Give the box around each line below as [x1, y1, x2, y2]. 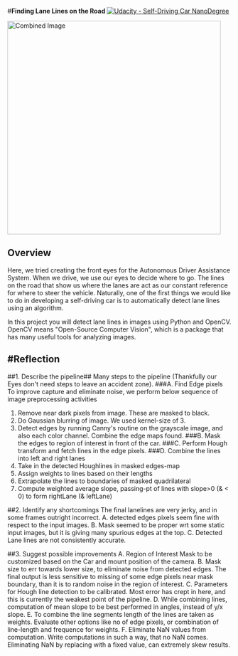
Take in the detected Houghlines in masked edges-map [17, 461, 180, 470]
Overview [7, 247, 52, 259]
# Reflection [7, 353, 60, 366]
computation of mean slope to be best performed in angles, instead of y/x [7, 602, 224, 611]
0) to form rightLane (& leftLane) [17, 492, 112, 500]
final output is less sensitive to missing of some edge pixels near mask [7, 572, 214, 581]
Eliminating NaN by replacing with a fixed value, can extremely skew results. [7, 640, 231, 649]
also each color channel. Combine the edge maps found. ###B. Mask [17, 431, 221, 440]
